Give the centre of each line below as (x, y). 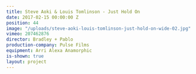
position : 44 (22, 23)
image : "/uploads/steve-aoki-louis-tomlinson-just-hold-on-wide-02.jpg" (99, 28)
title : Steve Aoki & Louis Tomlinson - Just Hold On (73, 12)
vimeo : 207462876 (28, 34)
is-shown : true (25, 56)
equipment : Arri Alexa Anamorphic (49, 51)
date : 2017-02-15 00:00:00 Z (42, 17)
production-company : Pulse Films (48, 45)
